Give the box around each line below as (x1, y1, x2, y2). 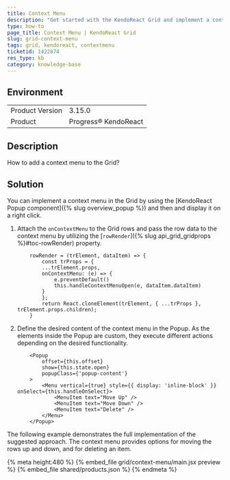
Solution (7, 178, 44, 190)
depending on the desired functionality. (16, 339, 129, 347)
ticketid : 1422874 (7, 49, 60, 56)
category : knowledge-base (7, 61, 81, 68)
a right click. (7, 211, 42, 219)
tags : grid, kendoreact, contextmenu (7, 42, 115, 49)
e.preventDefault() (53, 276, 110, 283)
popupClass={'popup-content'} (42, 370, 128, 377)
